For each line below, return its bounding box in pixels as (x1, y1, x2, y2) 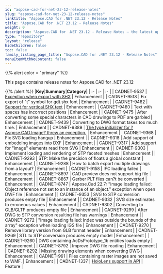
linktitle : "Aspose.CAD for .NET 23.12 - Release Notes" (5, 16, 123, 21)
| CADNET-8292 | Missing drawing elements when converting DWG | (5, 248, 143, 254)
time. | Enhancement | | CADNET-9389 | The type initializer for (5, 124, 130, 131)
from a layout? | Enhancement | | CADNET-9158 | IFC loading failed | (5, 166, 142, 172)
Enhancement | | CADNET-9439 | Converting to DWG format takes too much (5, 120, 158, 125)
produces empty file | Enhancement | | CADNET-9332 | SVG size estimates (5, 197, 155, 202)
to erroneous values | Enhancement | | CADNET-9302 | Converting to (5, 202, 144, 208)
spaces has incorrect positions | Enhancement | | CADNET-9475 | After (5, 109, 147, 115)
